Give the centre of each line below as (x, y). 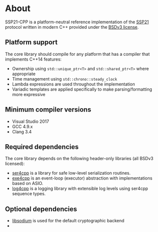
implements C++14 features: (33, 59)
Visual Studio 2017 (31, 121)
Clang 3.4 (22, 132)
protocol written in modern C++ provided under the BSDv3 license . (72, 27)
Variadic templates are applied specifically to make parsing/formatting (82, 89)
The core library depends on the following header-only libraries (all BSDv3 (79, 159)
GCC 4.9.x (22, 126)
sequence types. (29, 194)
